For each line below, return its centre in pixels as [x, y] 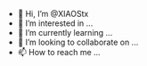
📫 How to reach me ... [59, 52]
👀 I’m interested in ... [55, 23]
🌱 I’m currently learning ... [65, 33]
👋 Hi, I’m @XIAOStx [53, 14]
